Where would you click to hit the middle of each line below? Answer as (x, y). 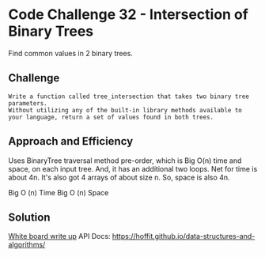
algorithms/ (27, 245)
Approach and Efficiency (71, 141)
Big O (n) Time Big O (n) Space (59, 192)
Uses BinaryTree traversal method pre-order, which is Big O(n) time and (125, 161)
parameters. (28, 103)
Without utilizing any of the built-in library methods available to (125, 110)
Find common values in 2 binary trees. (70, 53)
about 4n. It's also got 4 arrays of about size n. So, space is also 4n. (119, 177)
